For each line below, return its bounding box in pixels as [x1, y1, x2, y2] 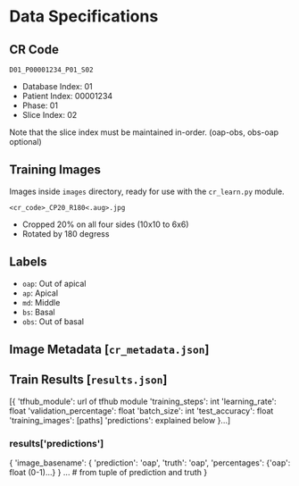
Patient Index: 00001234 [21, 91, 113, 101]
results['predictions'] [9, 437, 104, 449]
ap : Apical [21, 288, 59, 298]
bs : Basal [21, 306, 55, 317]
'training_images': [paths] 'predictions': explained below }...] [9, 415, 231, 425]
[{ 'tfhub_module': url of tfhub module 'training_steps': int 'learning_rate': [9, 396, 277, 406]
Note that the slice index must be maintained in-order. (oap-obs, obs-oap [9, 127, 279, 138]
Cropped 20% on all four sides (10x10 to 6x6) [21, 219, 189, 230]
